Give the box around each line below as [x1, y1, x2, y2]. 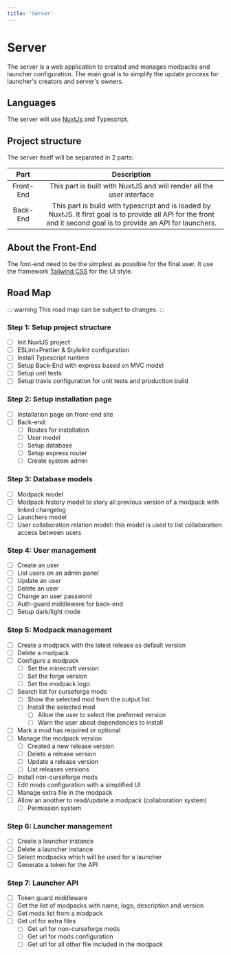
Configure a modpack [16, 656, 79, 664]
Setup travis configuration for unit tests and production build [16, 377, 189, 385]
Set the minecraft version [27, 664, 100, 672]
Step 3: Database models [7, 474, 93, 484]
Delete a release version [27, 749, 96, 758]
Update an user [16, 577, 61, 585]
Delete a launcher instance [16, 845, 93, 853]
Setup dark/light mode [16, 608, 81, 616]
